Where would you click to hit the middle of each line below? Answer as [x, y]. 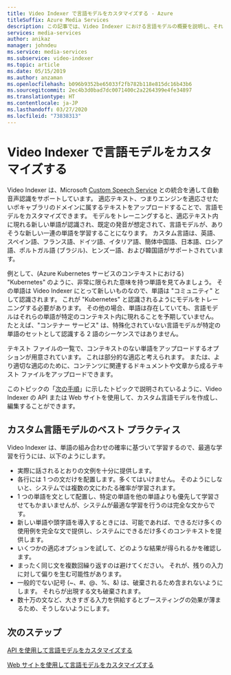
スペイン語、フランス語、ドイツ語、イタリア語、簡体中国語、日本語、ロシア [115, 241]
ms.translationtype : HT [41, 97]
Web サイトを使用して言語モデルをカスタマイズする [80, 665]
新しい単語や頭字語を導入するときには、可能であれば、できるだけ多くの [119, 522]
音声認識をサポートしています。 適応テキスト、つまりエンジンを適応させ [110, 198]
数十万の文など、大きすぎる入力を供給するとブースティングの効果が [113, 600]
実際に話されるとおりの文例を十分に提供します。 [86, 471]
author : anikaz [29, 39]
